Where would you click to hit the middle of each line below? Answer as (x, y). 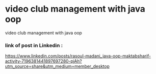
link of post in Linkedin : (34, 45)
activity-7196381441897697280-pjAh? (44, 61)
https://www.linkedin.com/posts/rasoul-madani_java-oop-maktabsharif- (78, 56)
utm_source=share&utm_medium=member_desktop (57, 66)
